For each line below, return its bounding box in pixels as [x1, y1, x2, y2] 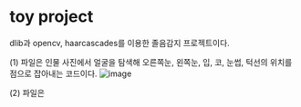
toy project [9, 6, 94, 27]
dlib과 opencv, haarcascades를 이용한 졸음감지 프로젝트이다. [9, 37, 230, 48]
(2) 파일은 [9, 87, 46, 98]
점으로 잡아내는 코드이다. [9, 68, 98, 79]
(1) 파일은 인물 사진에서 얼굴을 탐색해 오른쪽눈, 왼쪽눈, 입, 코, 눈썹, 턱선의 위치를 [9, 56, 293, 67]
